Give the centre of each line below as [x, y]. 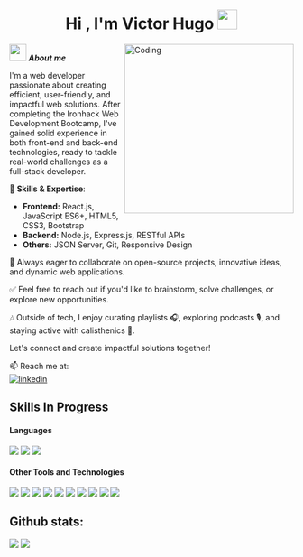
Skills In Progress [59, 408]
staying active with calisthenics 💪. [72, 330]
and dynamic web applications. [67, 272]
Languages [31, 430]
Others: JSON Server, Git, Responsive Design [107, 245]
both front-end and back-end [64, 142]
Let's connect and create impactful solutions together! [110, 348]
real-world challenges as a [59, 162]
